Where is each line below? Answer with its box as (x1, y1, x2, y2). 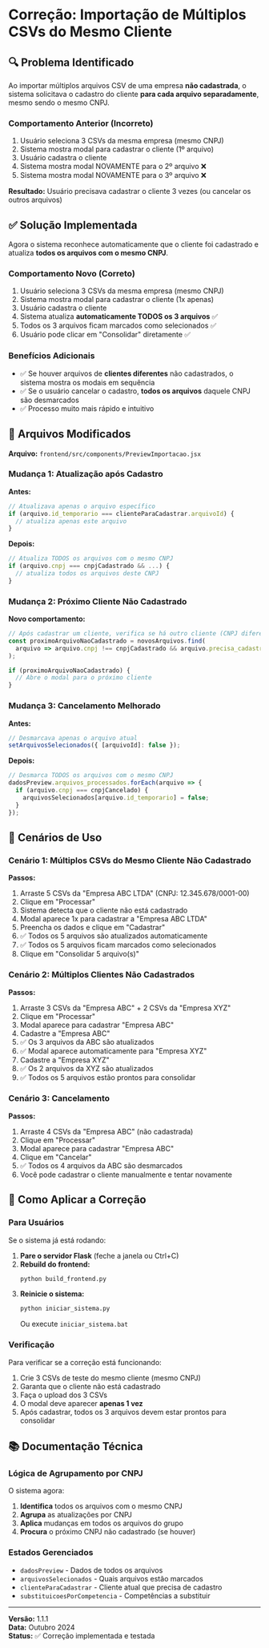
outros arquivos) (8, 195, 62, 205)
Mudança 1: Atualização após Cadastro (8, 469, 164, 480)
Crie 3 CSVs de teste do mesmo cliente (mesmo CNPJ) (19, 1372, 202, 1383)
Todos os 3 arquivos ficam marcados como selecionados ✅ (19, 320, 217, 330)
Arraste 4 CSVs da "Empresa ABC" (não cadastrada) (19, 1126, 194, 1136)
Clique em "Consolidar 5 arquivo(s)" (19, 949, 140, 959)
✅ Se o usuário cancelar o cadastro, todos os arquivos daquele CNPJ (19, 386, 251, 396)
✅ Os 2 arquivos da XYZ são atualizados (19, 1063, 154, 1073)
